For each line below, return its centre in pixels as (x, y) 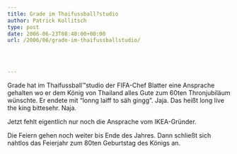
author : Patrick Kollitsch (47, 21)
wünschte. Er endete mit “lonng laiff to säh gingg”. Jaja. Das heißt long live (116, 101)
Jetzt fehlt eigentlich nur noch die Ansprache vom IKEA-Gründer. (102, 122)
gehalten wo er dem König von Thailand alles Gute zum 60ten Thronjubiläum (119, 93)
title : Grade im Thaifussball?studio (63, 14)
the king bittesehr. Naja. (42, 108)
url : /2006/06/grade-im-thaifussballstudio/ (74, 40)
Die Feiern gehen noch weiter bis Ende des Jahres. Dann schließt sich (109, 136)
